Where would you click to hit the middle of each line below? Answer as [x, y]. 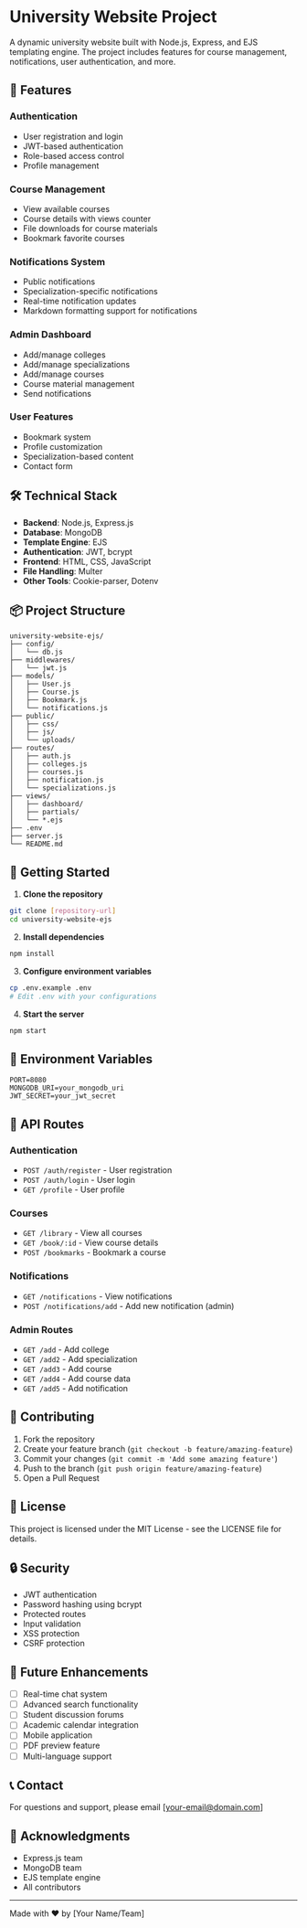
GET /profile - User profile [74, 1189]
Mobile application [58, 1735]
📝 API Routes [47, 1124]
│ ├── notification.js [57, 780]
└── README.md [37, 844]
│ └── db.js [37, 652]
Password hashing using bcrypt [82, 1604]
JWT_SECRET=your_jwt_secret [63, 1096]
